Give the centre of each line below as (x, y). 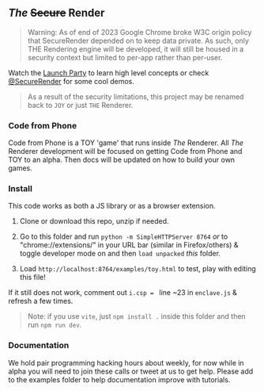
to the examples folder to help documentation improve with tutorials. (119, 379)
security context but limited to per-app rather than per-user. (125, 57)
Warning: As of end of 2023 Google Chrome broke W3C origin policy (140, 32)
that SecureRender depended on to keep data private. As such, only (138, 40)
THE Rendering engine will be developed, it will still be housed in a (136, 49)
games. (21, 168)
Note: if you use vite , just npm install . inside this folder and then (137, 316)
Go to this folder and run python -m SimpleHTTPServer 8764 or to (124, 236)
